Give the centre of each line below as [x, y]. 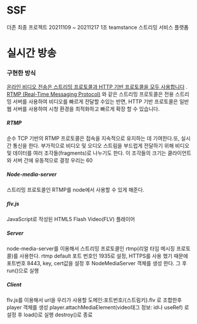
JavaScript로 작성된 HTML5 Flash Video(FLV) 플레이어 [71, 219]
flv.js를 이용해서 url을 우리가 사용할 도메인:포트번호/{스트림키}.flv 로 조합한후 [94, 300]
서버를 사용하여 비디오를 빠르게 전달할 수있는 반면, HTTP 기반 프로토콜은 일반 [101, 102]
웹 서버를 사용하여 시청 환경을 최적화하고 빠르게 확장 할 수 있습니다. [83, 109]
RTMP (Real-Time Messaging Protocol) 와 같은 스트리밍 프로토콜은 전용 [90, 94]
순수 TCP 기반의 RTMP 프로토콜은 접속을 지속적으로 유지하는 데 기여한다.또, [93, 138]
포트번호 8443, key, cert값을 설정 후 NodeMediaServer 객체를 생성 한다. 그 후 [97, 263]
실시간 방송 [32, 53]
